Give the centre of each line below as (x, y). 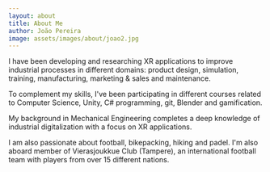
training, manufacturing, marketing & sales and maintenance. (110, 78)
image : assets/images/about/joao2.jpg (74, 38)
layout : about (32, 16)
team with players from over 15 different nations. (89, 160)
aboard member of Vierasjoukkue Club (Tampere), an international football (132, 151)
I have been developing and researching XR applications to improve (121, 61)
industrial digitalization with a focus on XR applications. (100, 127)
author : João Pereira (45, 31)
